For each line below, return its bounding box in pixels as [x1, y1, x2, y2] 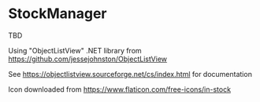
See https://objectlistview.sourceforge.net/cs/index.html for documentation [8, 69, 252, 78]
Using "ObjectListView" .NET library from [8, 46, 142, 55]
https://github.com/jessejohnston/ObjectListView [8, 54, 168, 64]
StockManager [8, 5, 108, 23]
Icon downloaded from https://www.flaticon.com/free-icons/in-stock [8, 84, 231, 94]
